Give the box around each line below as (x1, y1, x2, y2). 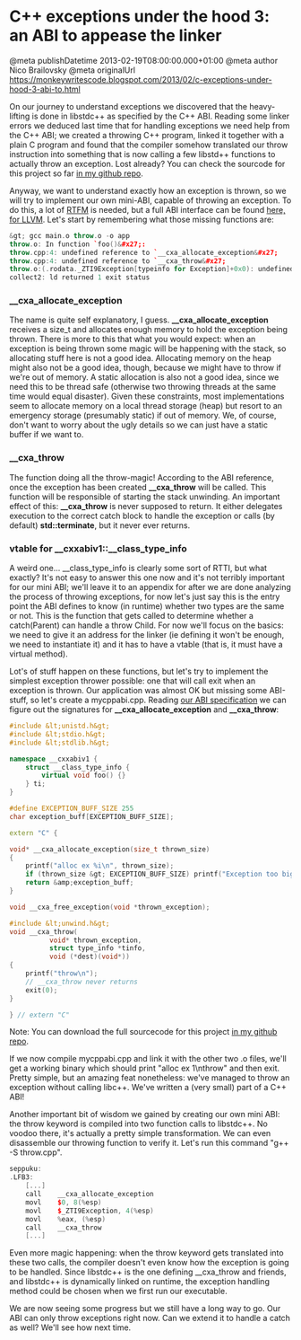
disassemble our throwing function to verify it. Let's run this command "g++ (9, 1138, 289, 1149)
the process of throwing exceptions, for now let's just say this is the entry (9, 591, 280, 603)
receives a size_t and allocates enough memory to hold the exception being (9, 324, 288, 335)
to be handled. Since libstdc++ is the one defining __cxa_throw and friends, (9, 1266, 287, 1277)
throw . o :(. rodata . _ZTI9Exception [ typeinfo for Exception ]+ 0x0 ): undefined (9, 265, 295, 274)
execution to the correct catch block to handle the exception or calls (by (9, 510, 275, 521)
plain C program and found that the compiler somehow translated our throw (9, 139, 288, 150)
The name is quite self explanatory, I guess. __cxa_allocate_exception (9, 314, 269, 325)
